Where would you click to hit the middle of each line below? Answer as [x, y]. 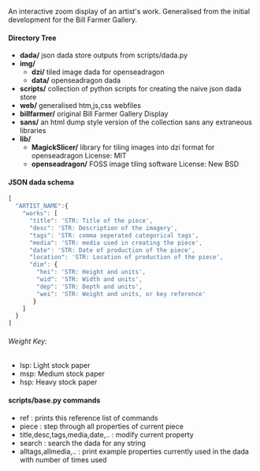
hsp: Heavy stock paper [58, 382]
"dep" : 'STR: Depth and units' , [90, 287]
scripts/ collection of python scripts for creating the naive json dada [130, 89]
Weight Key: [28, 341]
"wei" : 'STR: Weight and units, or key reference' [121, 294]
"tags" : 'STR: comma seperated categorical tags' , [114, 235]
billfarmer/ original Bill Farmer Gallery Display [94, 114]
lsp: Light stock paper [55, 365]
